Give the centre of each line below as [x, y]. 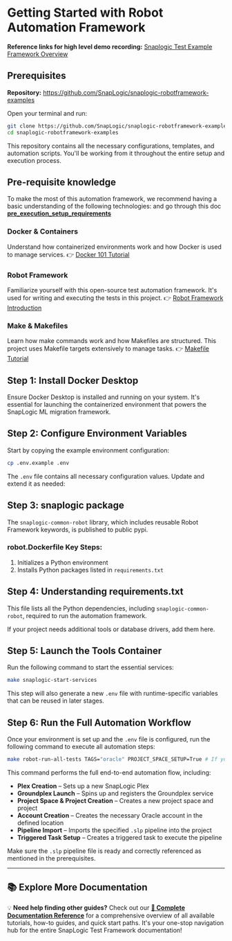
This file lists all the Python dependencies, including [81, 608]
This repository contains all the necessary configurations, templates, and [111, 146]
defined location [40, 823]
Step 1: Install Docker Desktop [73, 380]
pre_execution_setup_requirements [59, 213]
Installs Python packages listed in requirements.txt [90, 570]
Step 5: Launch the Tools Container [85, 651]
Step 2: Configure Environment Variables [97, 433]
